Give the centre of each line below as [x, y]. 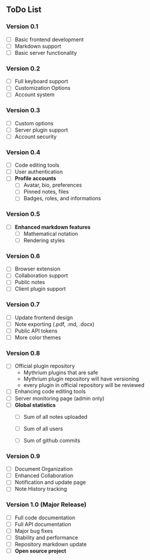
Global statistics [35, 405]
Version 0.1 [22, 27]
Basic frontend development [49, 39]
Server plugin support [41, 130]
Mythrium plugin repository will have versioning [81, 379]
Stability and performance [46, 538]
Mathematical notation [51, 233]
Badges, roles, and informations [62, 198]
